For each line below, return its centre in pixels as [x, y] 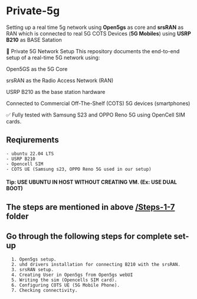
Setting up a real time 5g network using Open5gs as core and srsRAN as [95, 27]
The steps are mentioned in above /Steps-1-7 [91, 207]
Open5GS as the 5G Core [37, 69]
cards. [14, 121]
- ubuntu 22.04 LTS [30, 154]
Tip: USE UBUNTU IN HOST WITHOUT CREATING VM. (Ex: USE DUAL [92, 182]
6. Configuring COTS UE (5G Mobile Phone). [65, 285]
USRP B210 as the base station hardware [56, 92]
